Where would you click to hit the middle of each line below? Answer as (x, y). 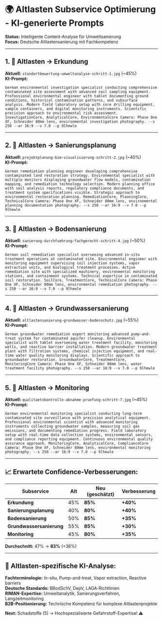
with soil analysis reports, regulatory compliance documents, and (75, 188)
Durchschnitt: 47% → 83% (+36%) (41, 546)
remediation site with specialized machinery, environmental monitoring (80, 272)
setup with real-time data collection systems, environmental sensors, (79, 435)
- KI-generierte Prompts (55, 23)
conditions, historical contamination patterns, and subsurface (71, 100)
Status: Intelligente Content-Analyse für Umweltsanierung (63, 37)
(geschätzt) (101, 494)
